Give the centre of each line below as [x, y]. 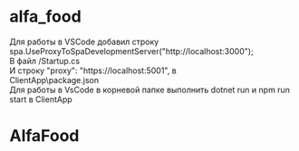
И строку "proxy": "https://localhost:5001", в [93, 71]
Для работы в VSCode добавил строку [84, 42]
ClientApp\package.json [54, 80]
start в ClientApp [41, 99]
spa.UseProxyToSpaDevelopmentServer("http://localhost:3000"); [131, 51]
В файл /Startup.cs [44, 61]
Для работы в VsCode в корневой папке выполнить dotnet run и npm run [149, 90]
